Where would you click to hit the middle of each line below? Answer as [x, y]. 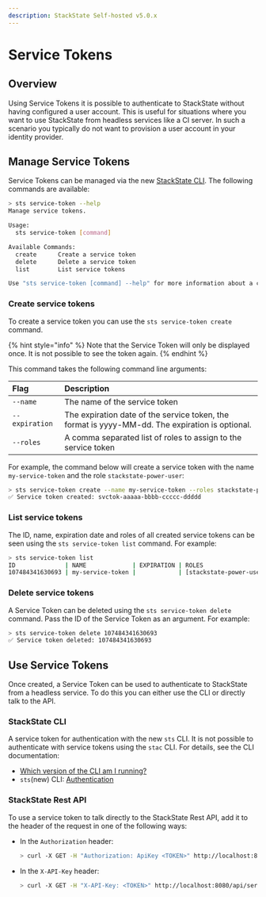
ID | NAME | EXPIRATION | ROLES [106, 565]
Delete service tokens [51, 593]
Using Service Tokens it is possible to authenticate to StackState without [126, 103]
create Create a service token [76, 255]
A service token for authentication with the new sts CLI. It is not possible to [131, 739]
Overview [33, 84]
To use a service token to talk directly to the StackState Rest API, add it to [128, 817]
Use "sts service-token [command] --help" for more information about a [131, 284]
